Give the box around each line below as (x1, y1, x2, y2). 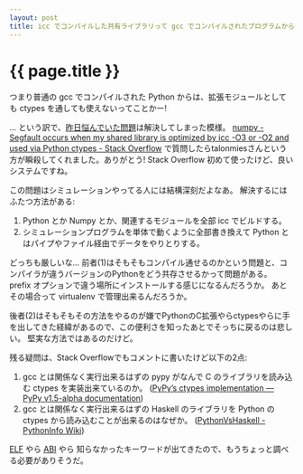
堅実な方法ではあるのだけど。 (26, 333, 138, 344)
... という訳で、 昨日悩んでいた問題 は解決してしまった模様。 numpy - (9, 122, 264, 133)
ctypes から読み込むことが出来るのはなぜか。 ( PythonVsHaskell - (22, 415, 266, 426)
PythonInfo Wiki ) (22, 425, 85, 436)
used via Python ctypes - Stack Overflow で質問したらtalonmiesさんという (9, 143, 287, 154)
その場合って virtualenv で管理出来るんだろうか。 (9, 291, 192, 302)
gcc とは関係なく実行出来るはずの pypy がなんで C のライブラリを (22, 372, 269, 383)
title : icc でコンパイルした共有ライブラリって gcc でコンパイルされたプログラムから (9, 22, 295, 31)
